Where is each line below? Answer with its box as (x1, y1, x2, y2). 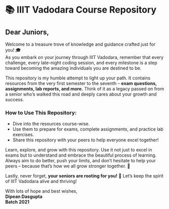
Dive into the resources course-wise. (12, 121, 90, 127)
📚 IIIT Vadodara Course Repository (5, 4, 157, 16)
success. (5, 97, 24, 102)
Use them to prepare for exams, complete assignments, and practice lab (12, 126, 163, 132)
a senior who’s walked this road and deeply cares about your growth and (5, 91, 157, 97)
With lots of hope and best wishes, (5, 188, 77, 194)
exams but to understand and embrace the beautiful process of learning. (5, 152, 157, 158)
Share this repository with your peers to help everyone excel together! (12, 137, 159, 143)
